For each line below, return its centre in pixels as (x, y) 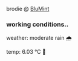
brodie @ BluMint (28, 9)
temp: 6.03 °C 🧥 (26, 52)
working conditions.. (37, 24)
